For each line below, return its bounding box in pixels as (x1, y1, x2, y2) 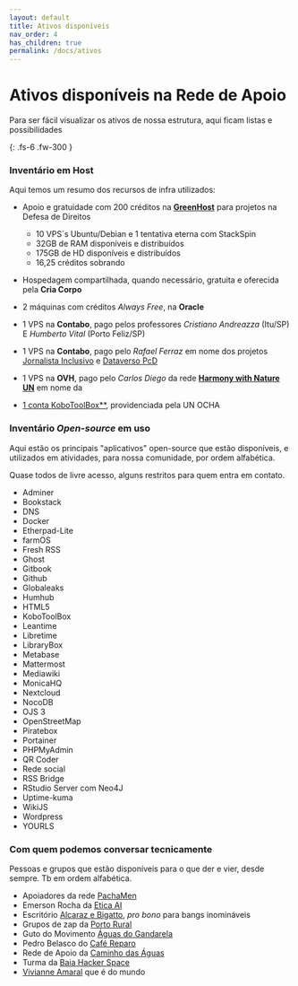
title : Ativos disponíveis (9, 22, 110, 31)
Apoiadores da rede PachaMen (21, 890, 137, 901)
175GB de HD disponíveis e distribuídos (35, 248, 181, 258)
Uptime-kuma (21, 791, 73, 803)
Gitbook (21, 563, 52, 574)
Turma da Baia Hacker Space (21, 956, 130, 967)
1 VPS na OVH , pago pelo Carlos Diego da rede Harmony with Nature (21, 373, 280, 384)
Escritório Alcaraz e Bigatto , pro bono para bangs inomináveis (21, 909, 251, 920)
